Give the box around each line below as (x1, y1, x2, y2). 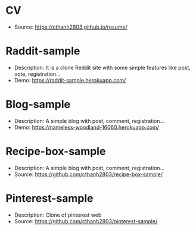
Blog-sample (5, 98, 71, 111)
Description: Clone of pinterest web (14, 211, 102, 218)
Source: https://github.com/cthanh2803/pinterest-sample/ (14, 217, 158, 224)
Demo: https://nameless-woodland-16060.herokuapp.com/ (14, 124, 159, 131)
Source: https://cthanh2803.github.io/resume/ (14, 23, 127, 30)
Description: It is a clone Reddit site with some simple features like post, (14, 64, 191, 71)
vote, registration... (14, 70, 61, 78)
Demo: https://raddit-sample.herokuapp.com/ (14, 76, 126, 84)
